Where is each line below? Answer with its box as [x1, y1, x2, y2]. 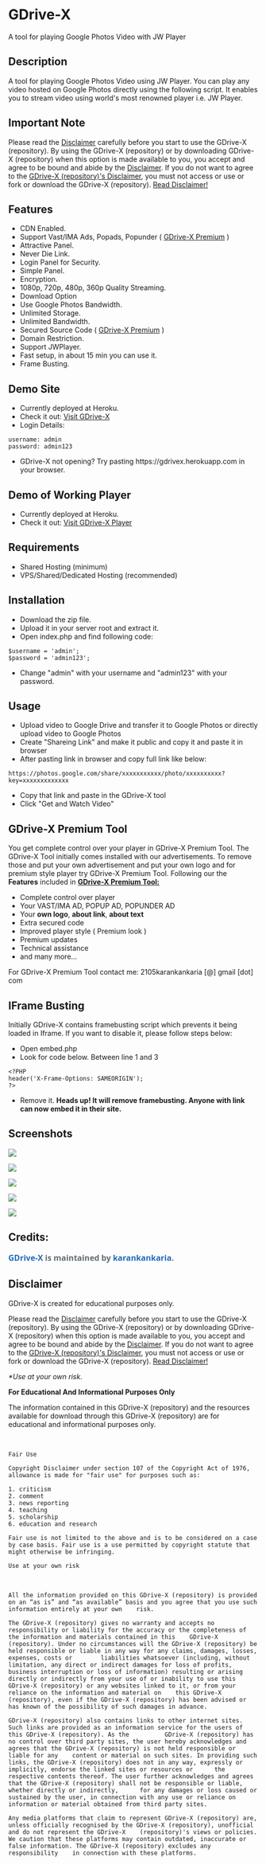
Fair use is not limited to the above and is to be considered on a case [8, 1534, 258, 1542]
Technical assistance [19, 944, 89, 953]
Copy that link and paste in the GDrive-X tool [19, 791, 167, 800]
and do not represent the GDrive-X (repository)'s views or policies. [8, 1828, 258, 1836]
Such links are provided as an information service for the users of [8, 1723, 244, 1731]
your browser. [19, 465, 66, 475]
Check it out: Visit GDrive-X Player [19, 518, 133, 527]
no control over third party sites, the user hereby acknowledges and [8, 1738, 247, 1746]
